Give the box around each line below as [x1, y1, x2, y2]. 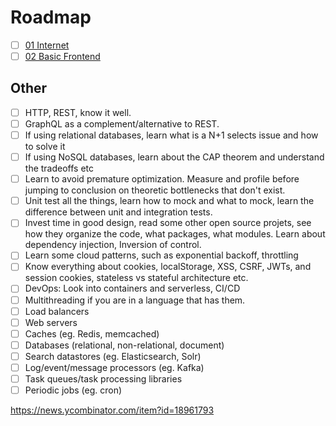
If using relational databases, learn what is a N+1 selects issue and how [24, 129, 319, 141]
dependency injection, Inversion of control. [24, 239, 202, 251]
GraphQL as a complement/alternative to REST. [24, 117, 220, 130]
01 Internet [24, 39, 70, 51]
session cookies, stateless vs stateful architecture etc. [24, 272, 249, 284]
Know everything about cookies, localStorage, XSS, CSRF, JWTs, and [24, 261, 312, 273]
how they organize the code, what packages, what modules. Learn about [24, 228, 326, 240]
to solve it [24, 141, 66, 153]
